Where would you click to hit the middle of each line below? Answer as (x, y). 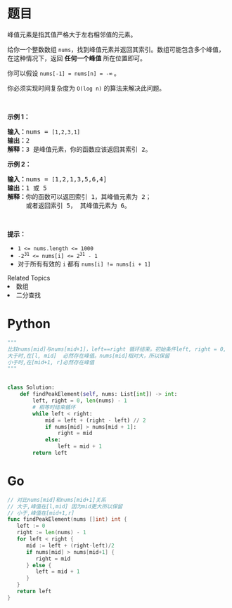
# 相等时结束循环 (54, 407)
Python (29, 324)
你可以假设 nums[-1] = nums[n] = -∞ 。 (64, 73)
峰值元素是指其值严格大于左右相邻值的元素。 (72, 34)
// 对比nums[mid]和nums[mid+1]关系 (57, 500)
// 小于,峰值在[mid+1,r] (41, 513)
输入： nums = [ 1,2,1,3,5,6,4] (57, 179)
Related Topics (29, 278)
